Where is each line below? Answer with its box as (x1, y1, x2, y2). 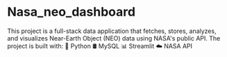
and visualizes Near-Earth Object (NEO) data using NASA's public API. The (7, 34, 221, 42)
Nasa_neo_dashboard (7, 4, 136, 20)
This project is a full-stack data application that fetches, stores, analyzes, (7, 27, 217, 35)
